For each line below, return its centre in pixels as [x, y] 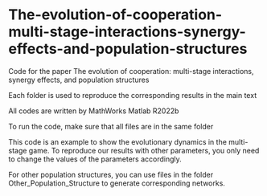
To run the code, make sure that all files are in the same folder [111, 126]
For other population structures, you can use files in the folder [111, 174]
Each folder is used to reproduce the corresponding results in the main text [133, 95]
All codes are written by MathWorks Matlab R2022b [94, 111]
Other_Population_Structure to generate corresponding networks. [117, 183]
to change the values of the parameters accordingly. [95, 159]
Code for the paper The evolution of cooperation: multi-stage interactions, [131, 71]
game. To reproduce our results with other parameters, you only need [144, 150]
